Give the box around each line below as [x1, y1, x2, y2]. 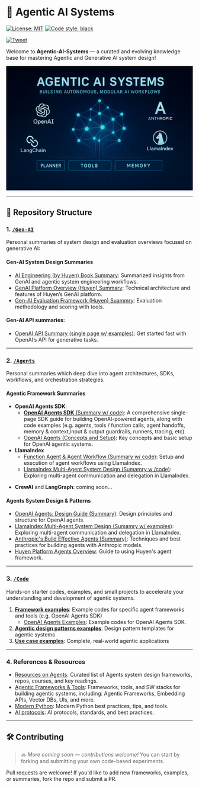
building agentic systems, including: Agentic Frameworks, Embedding [14, 690, 185, 697]
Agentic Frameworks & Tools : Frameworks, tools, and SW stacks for [14, 684, 181, 690]
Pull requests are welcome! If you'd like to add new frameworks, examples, [6, 769, 189, 776]
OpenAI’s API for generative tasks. [14, 336, 99, 343]
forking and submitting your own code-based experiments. [20, 757, 165, 764]
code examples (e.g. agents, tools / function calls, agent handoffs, [23, 422, 185, 429]
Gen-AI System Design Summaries [6, 258, 94, 265]
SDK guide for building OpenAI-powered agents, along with [37, 416, 182, 423]
